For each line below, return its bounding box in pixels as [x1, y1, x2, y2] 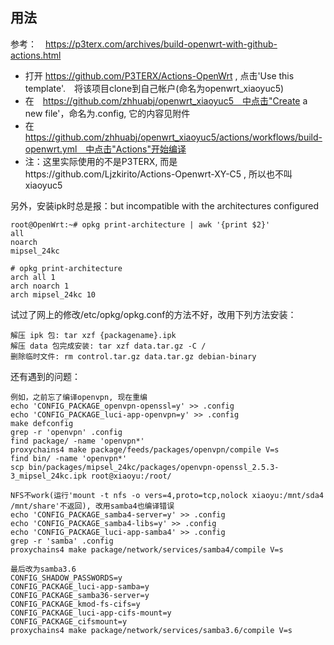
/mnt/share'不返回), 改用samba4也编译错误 [10, 501, 175, 511]
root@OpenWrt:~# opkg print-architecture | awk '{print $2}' [10, 219, 271, 230]
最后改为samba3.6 [10, 564, 77, 574]
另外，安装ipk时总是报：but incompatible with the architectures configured [10, 199, 319, 212]
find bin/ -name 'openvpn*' [10, 453, 128, 463]
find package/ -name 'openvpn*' [10, 436, 145, 446]
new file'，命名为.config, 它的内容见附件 [24, 107, 191, 119]
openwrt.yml [24, 143, 78, 155]
